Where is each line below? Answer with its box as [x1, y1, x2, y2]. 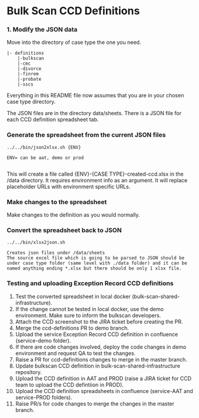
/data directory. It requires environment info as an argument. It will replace [7, 176, 188, 183]
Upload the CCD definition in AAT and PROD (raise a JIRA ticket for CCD [15, 375, 192, 382]
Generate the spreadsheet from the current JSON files [7, 131, 166, 139]
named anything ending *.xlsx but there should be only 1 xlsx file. [7, 265, 182, 271]
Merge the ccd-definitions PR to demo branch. [15, 324, 129, 331]
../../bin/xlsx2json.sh [7, 239, 66, 246]
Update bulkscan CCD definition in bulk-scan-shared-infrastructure [15, 362, 181, 369]
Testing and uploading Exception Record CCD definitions [7, 279, 174, 287]
